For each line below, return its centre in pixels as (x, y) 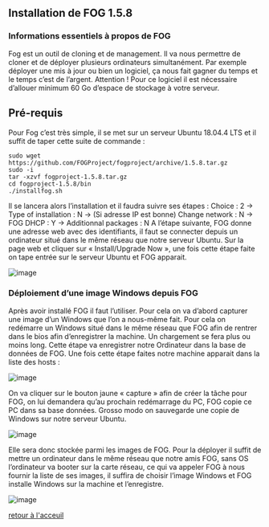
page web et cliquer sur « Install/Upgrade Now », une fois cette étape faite (132, 248)
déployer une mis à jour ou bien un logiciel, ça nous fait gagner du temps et (133, 71)
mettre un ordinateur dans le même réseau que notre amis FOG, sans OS (128, 458)
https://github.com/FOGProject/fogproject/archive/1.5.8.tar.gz (118, 163)
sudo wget (25, 156)
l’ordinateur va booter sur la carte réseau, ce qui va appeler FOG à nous (126, 467)
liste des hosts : (34, 362)
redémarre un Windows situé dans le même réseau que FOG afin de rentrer (133, 328)
